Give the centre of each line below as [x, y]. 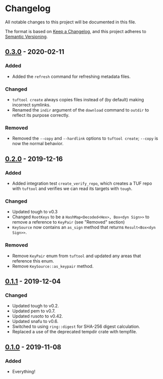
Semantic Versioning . [26, 37]
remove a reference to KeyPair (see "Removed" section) [69, 222]
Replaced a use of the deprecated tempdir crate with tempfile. [75, 332]
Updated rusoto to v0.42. [38, 316]
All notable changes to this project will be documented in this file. [71, 22]
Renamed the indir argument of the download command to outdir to [81, 110]
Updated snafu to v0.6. [35, 322]
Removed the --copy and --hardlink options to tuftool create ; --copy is [85, 138]
